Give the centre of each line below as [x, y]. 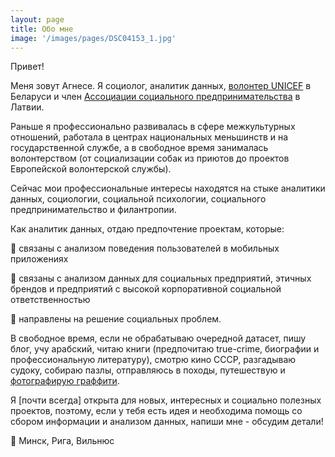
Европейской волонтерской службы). [91, 169]
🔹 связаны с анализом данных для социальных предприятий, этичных [161, 278]
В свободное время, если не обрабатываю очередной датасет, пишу [158, 338]
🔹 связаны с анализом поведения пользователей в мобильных [145, 248]
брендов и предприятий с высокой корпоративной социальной [146, 289]
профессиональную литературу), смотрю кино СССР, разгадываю [153, 360]
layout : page [37, 19]
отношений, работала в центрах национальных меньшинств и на [149, 137]
